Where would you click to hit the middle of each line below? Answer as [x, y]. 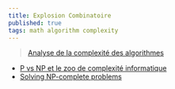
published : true [35, 23]
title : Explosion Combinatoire [60, 15]
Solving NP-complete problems [71, 77]
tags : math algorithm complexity [63, 30]
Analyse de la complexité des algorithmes [96, 53]
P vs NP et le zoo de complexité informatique [93, 68]
